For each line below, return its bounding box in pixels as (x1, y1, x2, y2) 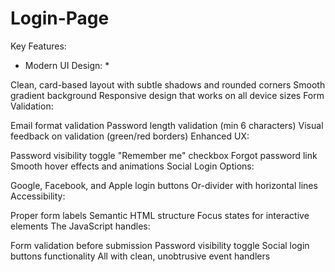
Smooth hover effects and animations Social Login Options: (10, 160, 255, 172)
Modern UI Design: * (24, 59, 110, 71)
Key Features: (10, 40, 67, 52)
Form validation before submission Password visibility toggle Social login (10, 239, 310, 251)
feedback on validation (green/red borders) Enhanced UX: (10, 130, 250, 142)
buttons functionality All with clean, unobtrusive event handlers (10, 250, 271, 262)
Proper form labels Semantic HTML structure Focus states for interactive (10, 209, 310, 221)
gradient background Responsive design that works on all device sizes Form (10, 89, 325, 101)
